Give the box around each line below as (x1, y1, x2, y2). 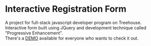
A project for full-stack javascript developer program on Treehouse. (5, 20, 142, 25)
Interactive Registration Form (5, 3, 126, 15)
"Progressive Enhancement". (5, 30, 63, 36)
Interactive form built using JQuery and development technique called (5, 24, 147, 30)
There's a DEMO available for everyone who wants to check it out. (5, 35, 139, 41)
